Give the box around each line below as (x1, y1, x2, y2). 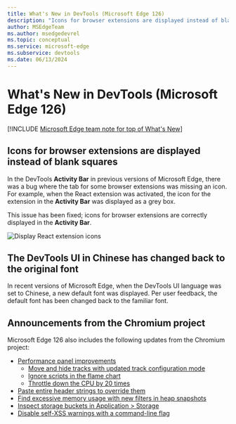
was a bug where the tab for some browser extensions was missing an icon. (7, 182, 228, 191)
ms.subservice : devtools (7, 50, 80, 57)
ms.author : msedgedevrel (7, 30, 80, 37)
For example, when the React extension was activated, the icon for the (7, 189, 211, 198)
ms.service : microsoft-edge (7, 43, 90, 50)
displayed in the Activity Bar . (7, 218, 92, 226)
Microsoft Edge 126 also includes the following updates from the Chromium (7, 335, 225, 345)
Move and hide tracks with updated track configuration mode (27, 364, 206, 373)
